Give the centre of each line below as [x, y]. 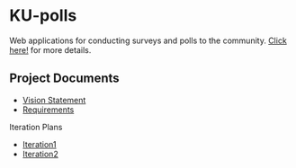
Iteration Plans [36, 127]
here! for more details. [50, 49]
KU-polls [43, 16]
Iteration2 [40, 154]
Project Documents [64, 79]
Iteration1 [39, 144]
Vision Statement [54, 100]
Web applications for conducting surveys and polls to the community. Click [148, 40]
